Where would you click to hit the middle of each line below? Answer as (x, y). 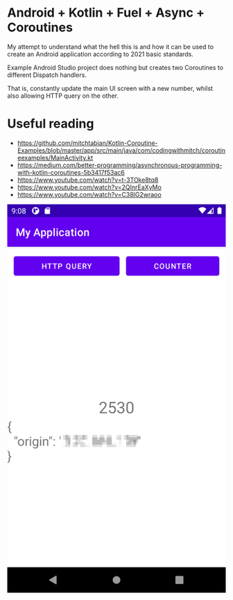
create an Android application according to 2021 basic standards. (101, 54)
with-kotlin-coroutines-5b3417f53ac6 (71, 172)
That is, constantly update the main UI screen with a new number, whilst (110, 88)
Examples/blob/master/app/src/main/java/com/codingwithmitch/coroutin (121, 150)
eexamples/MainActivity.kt (55, 157)
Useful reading (51, 124)
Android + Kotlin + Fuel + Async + (106, 13)
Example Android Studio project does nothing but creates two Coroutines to (115, 67)
